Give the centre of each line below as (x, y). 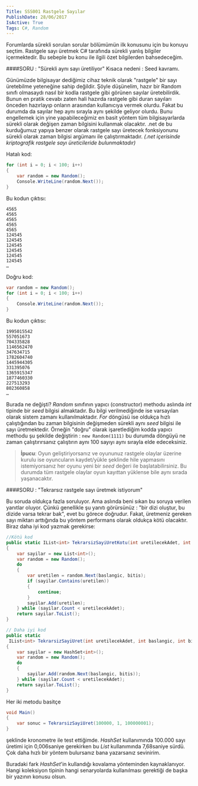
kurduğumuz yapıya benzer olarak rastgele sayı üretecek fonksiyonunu (92, 130)
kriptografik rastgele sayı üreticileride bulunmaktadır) (71, 143)
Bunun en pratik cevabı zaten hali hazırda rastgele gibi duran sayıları (89, 99)
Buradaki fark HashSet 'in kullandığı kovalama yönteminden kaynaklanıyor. (96, 764)
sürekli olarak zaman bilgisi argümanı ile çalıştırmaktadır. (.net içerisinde (93, 137)
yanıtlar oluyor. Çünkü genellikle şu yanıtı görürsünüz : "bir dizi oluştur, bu (95, 507)
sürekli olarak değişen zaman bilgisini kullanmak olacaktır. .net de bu (89, 124)
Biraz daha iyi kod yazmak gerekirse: (51, 526)
